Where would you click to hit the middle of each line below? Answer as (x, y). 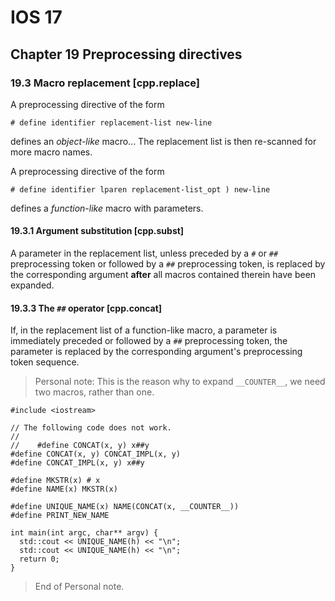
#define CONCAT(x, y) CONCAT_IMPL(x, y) (96, 454)
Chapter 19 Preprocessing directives (126, 54)
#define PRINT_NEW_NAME (60, 516)
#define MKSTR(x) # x (55, 481)
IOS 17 (36, 17)
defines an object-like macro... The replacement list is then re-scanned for (163, 141)
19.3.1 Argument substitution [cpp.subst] (97, 231)
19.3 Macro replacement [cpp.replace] (105, 83)
